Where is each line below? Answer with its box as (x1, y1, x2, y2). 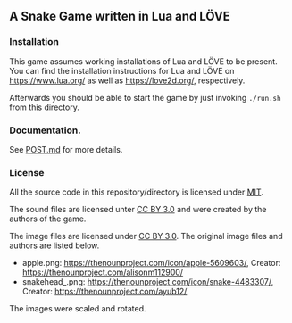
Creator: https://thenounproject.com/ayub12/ (21, 286, 188, 297)
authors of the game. (9, 213, 87, 224)
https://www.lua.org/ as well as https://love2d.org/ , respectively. (9, 75, 246, 86)
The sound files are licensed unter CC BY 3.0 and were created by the (9, 204, 267, 215)
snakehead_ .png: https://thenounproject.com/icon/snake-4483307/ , (21, 277, 274, 287)
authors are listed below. (9, 240, 100, 251)
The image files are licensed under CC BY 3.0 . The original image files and (9, 231, 283, 242)
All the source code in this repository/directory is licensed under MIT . (9, 186, 263, 197)
